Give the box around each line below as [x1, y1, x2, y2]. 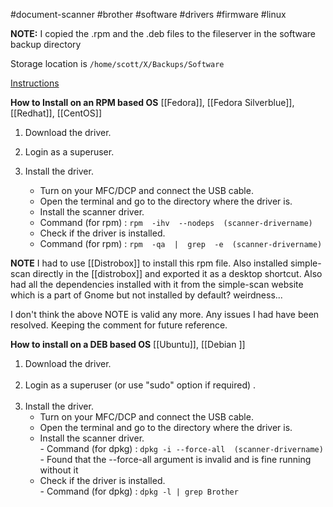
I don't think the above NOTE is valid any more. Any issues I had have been [10, 309, 320, 320]
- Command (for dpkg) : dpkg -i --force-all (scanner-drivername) [39, 443, 324, 454]
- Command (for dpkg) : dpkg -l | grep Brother [39, 485, 239, 497]
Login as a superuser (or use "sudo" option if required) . [24, 379, 257, 391]
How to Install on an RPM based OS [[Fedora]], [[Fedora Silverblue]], [10, 97, 295, 108]
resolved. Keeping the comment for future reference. [10, 319, 228, 331]
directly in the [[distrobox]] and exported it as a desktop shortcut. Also [32, 268, 323, 279]
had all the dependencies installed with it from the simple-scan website [10, 279, 304, 290]
